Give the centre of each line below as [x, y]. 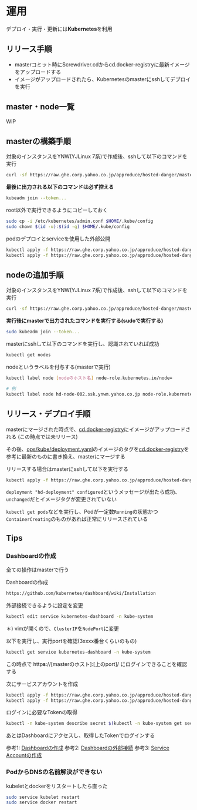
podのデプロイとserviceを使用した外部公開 [58, 239]
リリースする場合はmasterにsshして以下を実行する [67, 469]
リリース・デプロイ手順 [48, 414]
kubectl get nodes [28, 355]
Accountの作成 [24, 755]
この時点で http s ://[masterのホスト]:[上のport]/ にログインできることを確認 [97, 664]
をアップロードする [38, 72]
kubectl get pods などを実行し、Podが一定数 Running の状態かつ [82, 512]
